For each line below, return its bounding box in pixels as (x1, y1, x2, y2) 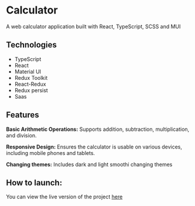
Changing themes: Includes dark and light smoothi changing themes (6, 161, 173, 168)
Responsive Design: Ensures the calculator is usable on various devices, (6, 143, 183, 150)
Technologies (6, 40, 57, 50)
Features (6, 110, 39, 120)
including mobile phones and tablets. (6, 149, 95, 156)
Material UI (14, 68, 42, 75)
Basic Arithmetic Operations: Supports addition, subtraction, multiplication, (6, 126, 190, 133)
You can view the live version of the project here (6, 193, 123, 200)
